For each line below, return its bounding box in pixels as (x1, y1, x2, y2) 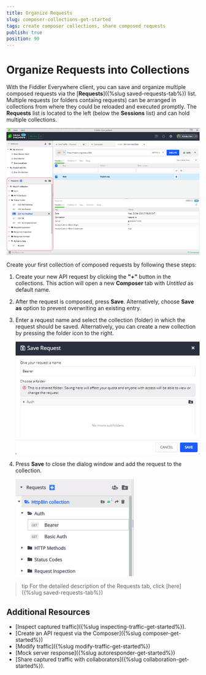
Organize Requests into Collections (6, 63, 190, 77)
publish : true (6, 29, 43, 36)
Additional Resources (6, 607, 90, 617)
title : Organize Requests (6, 10, 72, 16)
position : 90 (6, 36, 40, 42)
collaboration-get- (143, 655, 189, 663)
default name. (15, 286, 51, 294)
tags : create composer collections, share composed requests (6, 23, 166, 29)
